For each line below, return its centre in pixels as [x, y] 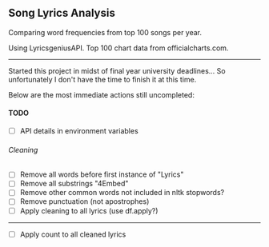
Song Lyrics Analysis [62, 13]
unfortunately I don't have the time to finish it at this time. [102, 79]
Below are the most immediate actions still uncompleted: [101, 94]
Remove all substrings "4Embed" [74, 184]
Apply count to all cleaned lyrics [73, 234]
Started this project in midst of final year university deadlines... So [117, 70]
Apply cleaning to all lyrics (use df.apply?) [89, 210]
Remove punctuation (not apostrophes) [84, 201]
